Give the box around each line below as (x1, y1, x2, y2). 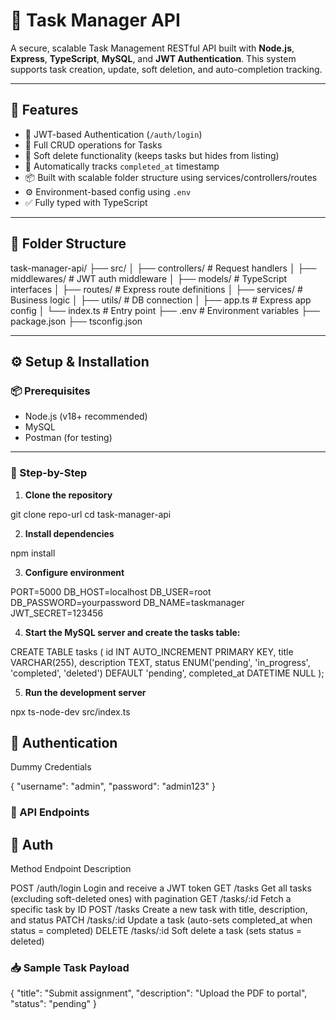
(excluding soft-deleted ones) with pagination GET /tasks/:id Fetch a (10, 893, 292, 905)
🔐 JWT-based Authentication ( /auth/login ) (24, 128, 203, 140)
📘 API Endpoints (10, 805, 90, 819)
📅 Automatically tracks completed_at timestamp (24, 160, 220, 172)
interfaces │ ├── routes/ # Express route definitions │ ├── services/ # (10, 283, 303, 295)
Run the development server (24, 686, 147, 698)
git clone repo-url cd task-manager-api (10, 508, 172, 520)
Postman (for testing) (24, 432, 113, 444)
